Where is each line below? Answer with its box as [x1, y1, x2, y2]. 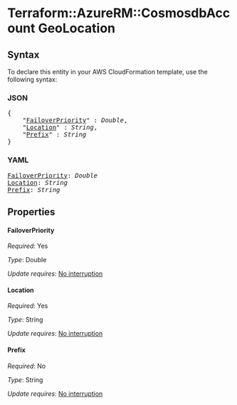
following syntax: [7, 75, 58, 84]
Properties [7, 206, 56, 218]
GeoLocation [38, 20, 116, 36]
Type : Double [7, 256, 47, 264]
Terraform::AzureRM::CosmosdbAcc [7, 5, 231, 21]
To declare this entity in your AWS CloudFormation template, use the [7, 68, 208, 76]
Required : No [7, 361, 46, 370]
